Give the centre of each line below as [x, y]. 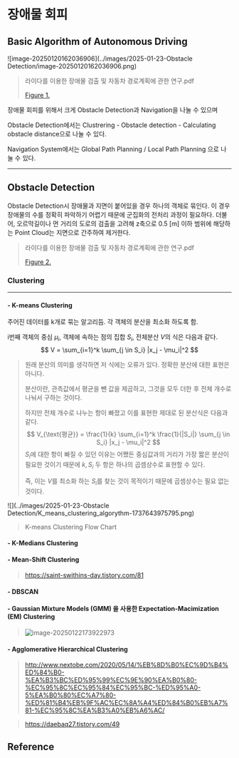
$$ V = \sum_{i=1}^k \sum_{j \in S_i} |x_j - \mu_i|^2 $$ [119, 350]
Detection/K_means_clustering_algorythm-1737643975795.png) [101, 513]
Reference [31, 747]
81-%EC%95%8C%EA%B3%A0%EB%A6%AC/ [95, 710]
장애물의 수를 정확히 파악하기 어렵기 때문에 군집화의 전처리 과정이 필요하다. [111, 214]
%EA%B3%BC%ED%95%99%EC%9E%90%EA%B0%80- [111, 680]
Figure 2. [38, 262]
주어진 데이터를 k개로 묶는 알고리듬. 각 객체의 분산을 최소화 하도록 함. [103, 322]
